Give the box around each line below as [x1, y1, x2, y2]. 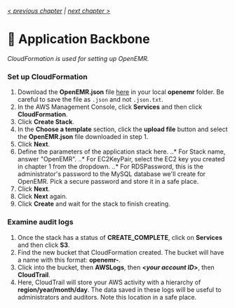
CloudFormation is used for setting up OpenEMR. [7, 54, 149, 62]
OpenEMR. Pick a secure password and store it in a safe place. [17, 178, 199, 186]
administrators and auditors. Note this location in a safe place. [17, 293, 197, 301]
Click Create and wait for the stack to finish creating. [17, 200, 170, 208]
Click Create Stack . [17, 118, 75, 126]
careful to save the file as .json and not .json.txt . [17, 95, 163, 104]
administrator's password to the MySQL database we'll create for [17, 170, 206, 178]
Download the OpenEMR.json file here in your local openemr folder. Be [17, 88, 224, 96]
